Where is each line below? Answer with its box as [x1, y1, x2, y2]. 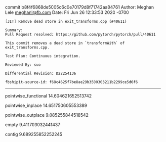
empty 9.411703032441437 [5, 122, 61, 128]
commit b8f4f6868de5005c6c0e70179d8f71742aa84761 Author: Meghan [5, 4, 154, 10]
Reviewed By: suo [5, 62, 41, 67]
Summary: [5, 28, 23, 33]
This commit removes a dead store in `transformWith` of [5, 41, 125, 46]
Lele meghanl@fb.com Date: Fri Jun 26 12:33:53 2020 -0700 [5, 9, 129, 15]
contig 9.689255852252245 [5, 131, 63, 137]
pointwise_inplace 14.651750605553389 [5, 102, 87, 108]
